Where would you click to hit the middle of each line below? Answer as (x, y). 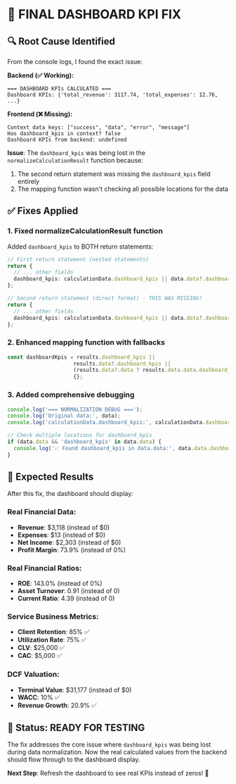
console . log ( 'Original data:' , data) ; (64, 416)
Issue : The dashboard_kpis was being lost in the (77, 153)
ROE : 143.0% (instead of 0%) (60, 583)
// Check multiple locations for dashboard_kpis (80, 435)
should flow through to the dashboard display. (74, 759)
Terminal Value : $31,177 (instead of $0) (74, 690)
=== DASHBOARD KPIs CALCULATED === (59, 89)
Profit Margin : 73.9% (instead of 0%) (72, 549)
